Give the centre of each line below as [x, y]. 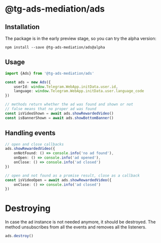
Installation [22, 27]
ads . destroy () [19, 236]
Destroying [28, 208]
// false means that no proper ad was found [51, 109]
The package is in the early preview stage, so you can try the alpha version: [81, 38]
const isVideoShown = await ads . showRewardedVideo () [59, 113]
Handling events [30, 133]
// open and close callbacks [34, 144]
